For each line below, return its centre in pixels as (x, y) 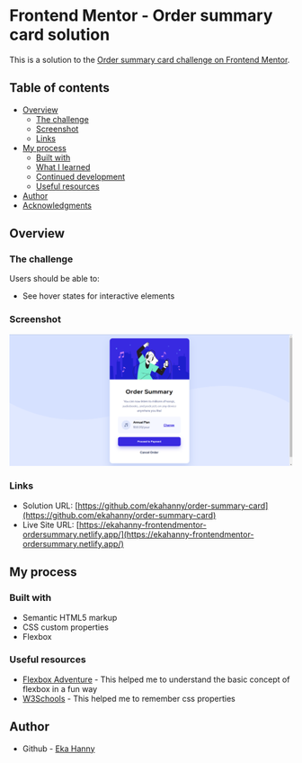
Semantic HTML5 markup (70, 617)
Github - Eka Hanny (59, 749)
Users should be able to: (55, 279)
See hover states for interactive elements (98, 296)
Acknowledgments (57, 205)
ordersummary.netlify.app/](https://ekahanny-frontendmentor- (138, 534)
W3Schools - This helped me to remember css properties (129, 698)
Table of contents (59, 88)
